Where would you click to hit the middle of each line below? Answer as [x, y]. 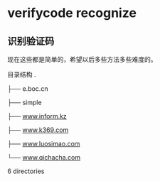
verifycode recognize [72, 13]
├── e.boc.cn [28, 89]
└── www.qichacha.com [44, 157]
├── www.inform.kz [37, 116]
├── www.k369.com [38, 130]
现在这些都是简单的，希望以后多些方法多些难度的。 [82, 59]
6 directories [26, 171]
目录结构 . [22, 75]
